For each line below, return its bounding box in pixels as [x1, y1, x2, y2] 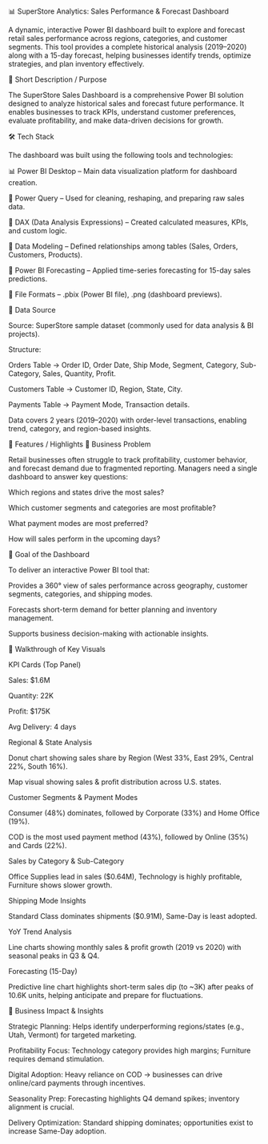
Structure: [8, 345, 42, 354]
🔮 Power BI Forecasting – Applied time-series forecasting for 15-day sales [8, 265, 251, 275]
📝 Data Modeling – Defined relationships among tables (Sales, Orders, [8, 241, 238, 251]
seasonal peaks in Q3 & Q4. [8, 951, 100, 960]
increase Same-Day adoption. [8, 1126, 106, 1136]
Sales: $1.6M [8, 676, 50, 685]
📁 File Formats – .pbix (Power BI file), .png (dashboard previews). [8, 289, 222, 299]
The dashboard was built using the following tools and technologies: [8, 151, 234, 160]
